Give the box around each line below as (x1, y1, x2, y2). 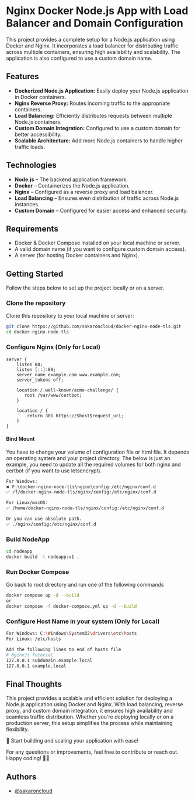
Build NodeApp (6, 535, 50, 543)
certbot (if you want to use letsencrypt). (6, 467, 102, 474)
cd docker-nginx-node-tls (6, 329, 69, 335)
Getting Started (6, 268, 64, 279)
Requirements (6, 224, 58, 234)
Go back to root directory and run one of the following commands (6, 581, 164, 588)
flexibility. (6, 726, 29, 733)
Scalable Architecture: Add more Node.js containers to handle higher (14, 137, 183, 144)
